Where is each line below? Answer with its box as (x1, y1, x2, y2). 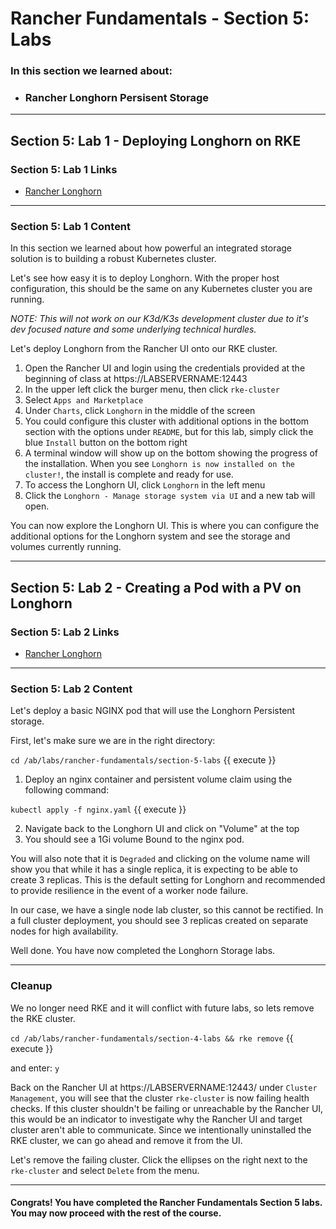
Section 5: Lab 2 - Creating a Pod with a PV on (10, 579, 302, 596)
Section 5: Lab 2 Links (10, 625, 120, 639)
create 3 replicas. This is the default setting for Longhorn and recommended (10, 874, 326, 886)
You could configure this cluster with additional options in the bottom (24, 415, 310, 427)
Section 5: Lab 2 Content (10, 682, 133, 696)
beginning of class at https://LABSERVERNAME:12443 (24, 373, 248, 385)
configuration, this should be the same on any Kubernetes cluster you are (10, 283, 313, 295)
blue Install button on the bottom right (24, 437, 188, 449)
